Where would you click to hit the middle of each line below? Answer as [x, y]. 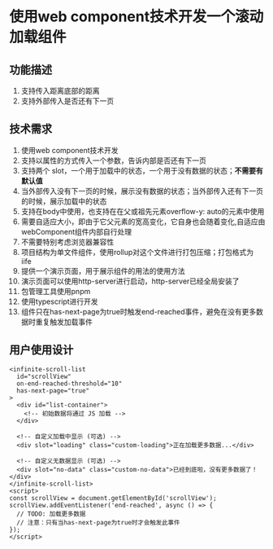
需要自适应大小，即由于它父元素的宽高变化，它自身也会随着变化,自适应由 [143, 222]
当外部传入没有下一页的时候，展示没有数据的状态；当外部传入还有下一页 [142, 191]
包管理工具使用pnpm [56, 291]
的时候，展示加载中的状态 [64, 201]
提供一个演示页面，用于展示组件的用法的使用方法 [103, 270]
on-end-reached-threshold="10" [69, 384]
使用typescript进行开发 [59, 301]
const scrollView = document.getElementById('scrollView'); [113, 498]
